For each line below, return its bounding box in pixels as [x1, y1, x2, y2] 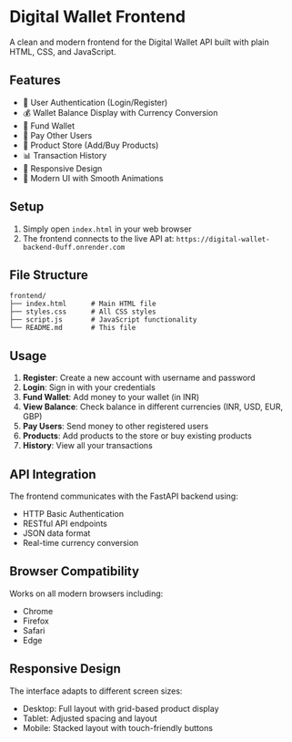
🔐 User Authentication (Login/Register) [22, 97, 168, 108]
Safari [22, 624, 45, 635]
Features [9, 73, 61, 88]
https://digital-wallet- [176, 234, 270, 243]
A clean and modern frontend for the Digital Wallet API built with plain [9, 36, 270, 47]
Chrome [22, 605, 54, 616]
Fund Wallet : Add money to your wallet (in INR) [22, 392, 200, 403]
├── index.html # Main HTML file [9, 299, 156, 309]
